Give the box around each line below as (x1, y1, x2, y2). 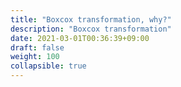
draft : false (10, 42, 65, 53)
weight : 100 (10, 52, 60, 62)
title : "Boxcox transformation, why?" (10, 14, 172, 25)
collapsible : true (10, 61, 87, 71)
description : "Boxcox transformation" (10, 24, 172, 34)
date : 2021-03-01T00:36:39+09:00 (10, 33, 150, 43)
